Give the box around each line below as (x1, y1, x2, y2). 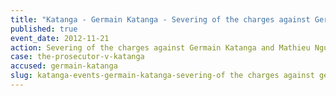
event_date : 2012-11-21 (10, 33, 110, 43)
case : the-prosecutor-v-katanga (10, 52, 145, 62)
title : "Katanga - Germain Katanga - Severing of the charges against (10, 14, 311, 25)
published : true (10, 24, 78, 34)
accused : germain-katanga (10, 61, 118, 71)
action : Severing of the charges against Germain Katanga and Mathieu (10, 42, 311, 53)
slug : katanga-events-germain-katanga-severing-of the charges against (10, 71, 315, 81)
